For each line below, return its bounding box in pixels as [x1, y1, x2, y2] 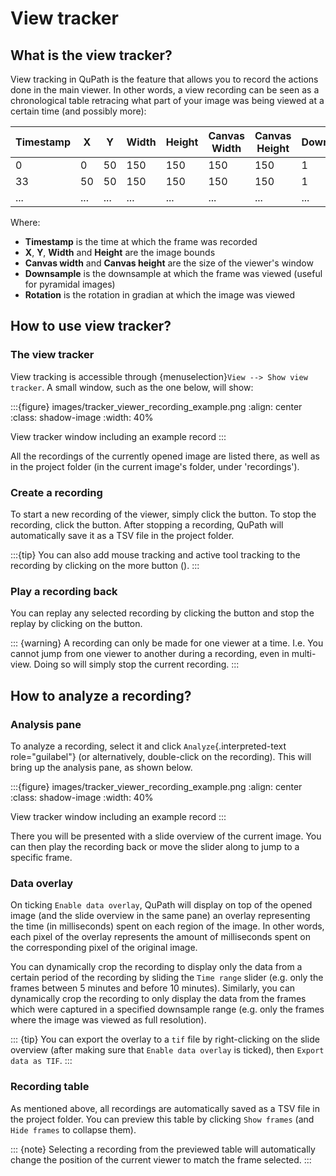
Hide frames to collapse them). [10, 1123, 137, 1136]
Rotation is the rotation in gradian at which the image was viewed [24, 289, 296, 301]
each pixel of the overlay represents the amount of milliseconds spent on [10, 931, 311, 943]
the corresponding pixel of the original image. [10, 942, 198, 954]
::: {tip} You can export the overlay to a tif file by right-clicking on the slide [10, 1033, 320, 1046]
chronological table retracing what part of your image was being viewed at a [10, 95, 325, 106]
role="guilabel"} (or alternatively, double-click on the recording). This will [10, 750, 312, 762]
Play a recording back [10, 584, 118, 598]
